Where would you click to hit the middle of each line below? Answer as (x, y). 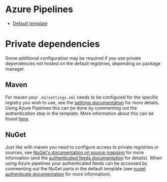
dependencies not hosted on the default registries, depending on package (83, 63)
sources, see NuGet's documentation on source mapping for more (75, 152)
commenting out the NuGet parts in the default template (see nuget (76, 168)
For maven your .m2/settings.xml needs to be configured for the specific (82, 97)
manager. (15, 69)
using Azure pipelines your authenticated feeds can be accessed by (76, 163)
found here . (17, 118)
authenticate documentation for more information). (58, 174)
